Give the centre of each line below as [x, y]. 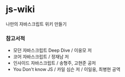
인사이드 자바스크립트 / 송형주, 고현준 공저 [54, 63]
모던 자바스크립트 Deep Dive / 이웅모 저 [52, 50]
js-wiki [20, 9]
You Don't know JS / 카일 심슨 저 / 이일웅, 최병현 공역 [67, 69]
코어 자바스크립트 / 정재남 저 [41, 57]
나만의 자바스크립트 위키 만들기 [36, 24]
